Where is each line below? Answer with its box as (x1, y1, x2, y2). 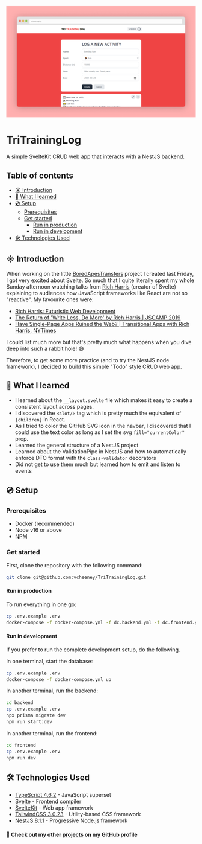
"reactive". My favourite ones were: (6, 296, 94, 303)
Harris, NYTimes (14, 327, 57, 334)
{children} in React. (14, 415, 66, 423)
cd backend (6, 700, 34, 706)
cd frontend (6, 742, 36, 748)
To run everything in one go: (6, 601, 76, 608)
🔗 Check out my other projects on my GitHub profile (6, 831, 138, 838)
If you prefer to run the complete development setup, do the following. (6, 646, 180, 653)
